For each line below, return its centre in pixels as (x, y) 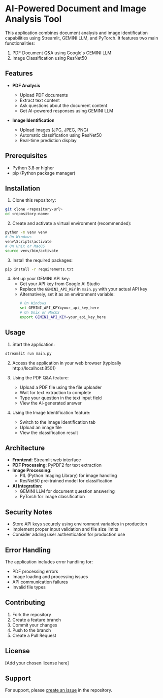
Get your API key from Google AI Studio (60, 284)
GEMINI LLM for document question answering (67, 491)
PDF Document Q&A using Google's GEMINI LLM (62, 53)
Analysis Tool (33, 19)
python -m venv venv (26, 232)
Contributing (25, 603)
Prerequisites (26, 156)
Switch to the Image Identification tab (58, 422)
